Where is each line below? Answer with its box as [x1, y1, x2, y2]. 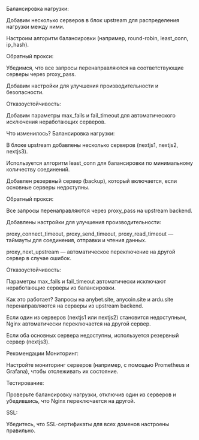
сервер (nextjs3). [6, 338, 50, 345]
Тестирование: [6, 379, 44, 386]
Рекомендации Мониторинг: [6, 350, 79, 357]
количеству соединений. [6, 166, 70, 173]
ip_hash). [6, 41, 29, 48]
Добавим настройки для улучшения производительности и [6, 82, 159, 89]
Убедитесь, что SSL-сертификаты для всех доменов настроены [6, 421, 170, 427]
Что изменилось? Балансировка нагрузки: [6, 130, 115, 137]
